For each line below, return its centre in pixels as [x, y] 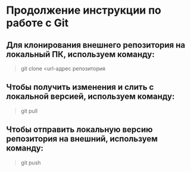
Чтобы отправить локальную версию [79, 129]
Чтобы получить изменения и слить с [80, 87]
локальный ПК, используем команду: [80, 54]
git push [31, 162]
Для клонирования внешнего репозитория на [96, 45]
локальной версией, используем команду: [90, 97]
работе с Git [37, 23]
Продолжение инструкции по [84, 10]
